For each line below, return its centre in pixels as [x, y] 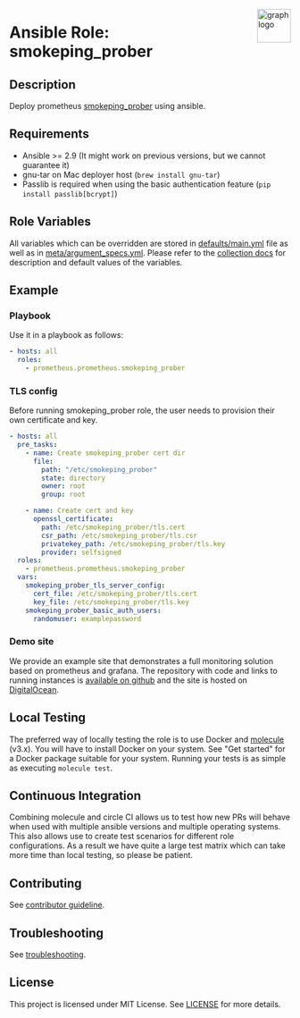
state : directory [73, 478]
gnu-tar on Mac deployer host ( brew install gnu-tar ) [121, 174]
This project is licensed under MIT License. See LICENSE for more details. [145, 1004]
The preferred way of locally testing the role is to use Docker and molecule [147, 739]
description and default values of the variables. [96, 262]
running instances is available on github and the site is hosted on [129, 680]
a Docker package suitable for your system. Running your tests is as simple [148, 758]
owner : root [64, 486]
